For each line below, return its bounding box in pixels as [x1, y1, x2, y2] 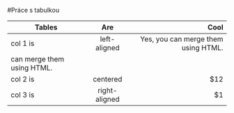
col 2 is [10, 75, 35, 84]
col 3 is [10, 90, 35, 100]
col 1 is [10, 38, 35, 48]
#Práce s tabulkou [7, 6, 60, 14]
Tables [34, 22, 58, 32]
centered [93, 75, 123, 84]
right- [97, 86, 118, 95]
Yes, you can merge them [140, 34, 224, 44]
